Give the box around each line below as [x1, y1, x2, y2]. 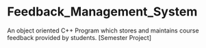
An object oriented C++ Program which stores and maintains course [7, 26, 200, 34]
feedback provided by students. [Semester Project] [7, 33, 152, 41]
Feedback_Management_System [7, 4, 198, 20]
